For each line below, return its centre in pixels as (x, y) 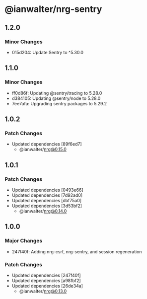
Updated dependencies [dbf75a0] (47, 200)
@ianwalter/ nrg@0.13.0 (43, 291)
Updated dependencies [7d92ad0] (47, 195)
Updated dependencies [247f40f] (46, 275)
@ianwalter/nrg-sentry (53, 9)
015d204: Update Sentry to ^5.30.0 (48, 52)
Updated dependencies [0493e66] (47, 190)
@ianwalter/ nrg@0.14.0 (43, 211)
